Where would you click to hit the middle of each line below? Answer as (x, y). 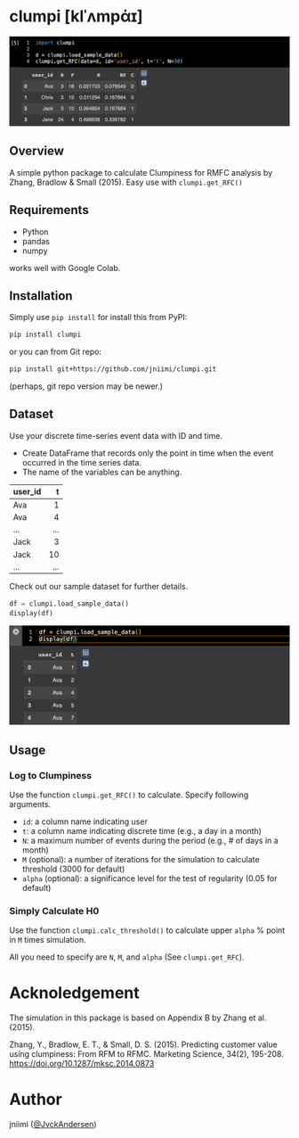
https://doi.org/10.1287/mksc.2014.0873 (82, 1064)
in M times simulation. (48, 940)
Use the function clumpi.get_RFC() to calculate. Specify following (129, 795)
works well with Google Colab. (65, 268)
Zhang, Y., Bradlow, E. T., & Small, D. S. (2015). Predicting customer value (143, 1044)
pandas (36, 241)
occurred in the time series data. (82, 462)
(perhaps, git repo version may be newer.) (86, 386)
